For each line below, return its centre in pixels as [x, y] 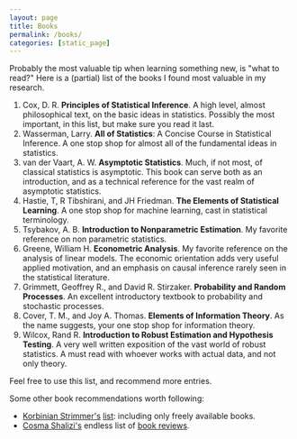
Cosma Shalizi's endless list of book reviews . [106, 425]
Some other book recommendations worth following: [107, 398]
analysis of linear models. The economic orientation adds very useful [150, 259]
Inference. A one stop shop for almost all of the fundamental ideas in [149, 143]
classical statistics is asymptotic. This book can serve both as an [142, 172]
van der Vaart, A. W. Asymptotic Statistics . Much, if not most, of [142, 162]
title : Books [34, 26]
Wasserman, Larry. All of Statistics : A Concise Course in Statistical [147, 134]
